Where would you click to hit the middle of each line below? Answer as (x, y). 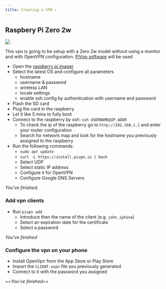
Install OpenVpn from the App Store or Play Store (63, 261)
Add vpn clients (24, 200)
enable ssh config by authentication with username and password (88, 98)
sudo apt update (37, 152)
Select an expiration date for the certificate (64, 222)
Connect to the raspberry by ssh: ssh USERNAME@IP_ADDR (69, 119)
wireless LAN (33, 87)
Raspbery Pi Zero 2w (38, 30)
